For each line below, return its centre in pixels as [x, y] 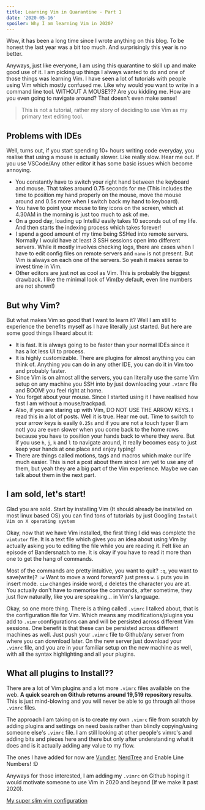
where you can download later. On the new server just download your [94, 641]
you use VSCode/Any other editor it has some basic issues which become [99, 163]
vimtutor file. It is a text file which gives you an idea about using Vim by [96, 539]
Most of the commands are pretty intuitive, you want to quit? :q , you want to [102, 571]
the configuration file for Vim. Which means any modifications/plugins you [100, 615]
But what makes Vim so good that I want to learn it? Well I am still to [91, 320]
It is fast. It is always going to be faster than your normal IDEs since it [102, 345]
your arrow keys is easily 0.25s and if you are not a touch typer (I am [102, 423]
